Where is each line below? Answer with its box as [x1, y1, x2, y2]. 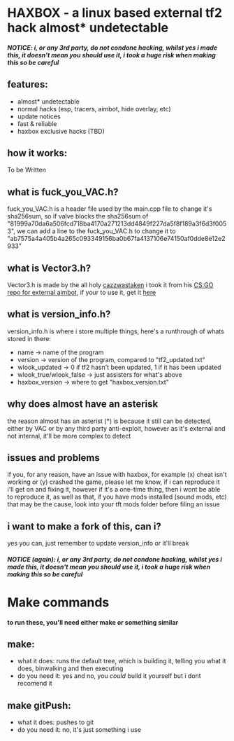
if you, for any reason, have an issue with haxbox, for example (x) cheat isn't [7, 471, 227, 479]
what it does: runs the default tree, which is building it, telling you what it [17, 657, 226, 665]
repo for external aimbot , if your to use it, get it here [7, 289, 156, 297]
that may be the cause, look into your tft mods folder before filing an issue [7, 500, 220, 508]
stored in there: [7, 334, 51, 342]
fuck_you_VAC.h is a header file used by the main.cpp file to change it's [7, 205, 212, 213]
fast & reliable [17, 119, 57, 127]
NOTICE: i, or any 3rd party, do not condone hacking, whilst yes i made [7, 43, 218, 52]
